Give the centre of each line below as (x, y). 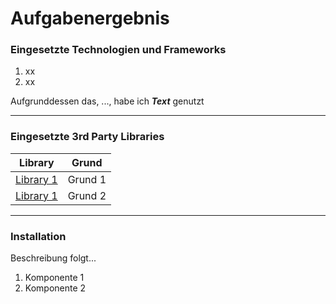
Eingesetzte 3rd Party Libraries (87, 137)
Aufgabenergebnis (90, 18)
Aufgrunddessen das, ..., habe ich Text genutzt (107, 101)
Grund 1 (87, 179)
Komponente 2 (55, 288)
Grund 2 (87, 195)
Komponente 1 (54, 278)
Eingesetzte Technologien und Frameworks (118, 50)
